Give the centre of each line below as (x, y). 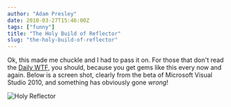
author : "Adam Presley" (42, 14)
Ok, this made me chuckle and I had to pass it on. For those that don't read (115, 60)
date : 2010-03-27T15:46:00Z (49, 20)
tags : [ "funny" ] (31, 27)
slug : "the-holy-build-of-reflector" (63, 40)
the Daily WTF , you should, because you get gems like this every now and (114, 68)
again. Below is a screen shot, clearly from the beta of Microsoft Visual (110, 75)
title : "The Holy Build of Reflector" (64, 33)
